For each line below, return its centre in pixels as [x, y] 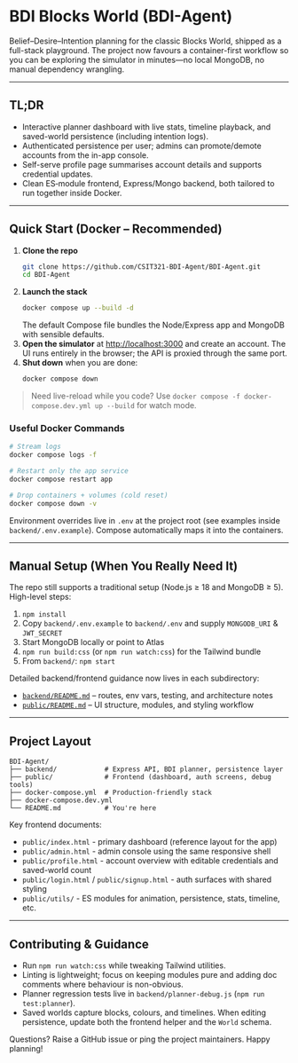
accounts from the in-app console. [85, 155]
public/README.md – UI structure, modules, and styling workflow [138, 705]
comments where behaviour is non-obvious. [102, 984]
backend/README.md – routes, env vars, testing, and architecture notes [147, 696]
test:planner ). [48, 1004]
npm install [44, 615]
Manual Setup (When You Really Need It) [124, 566]
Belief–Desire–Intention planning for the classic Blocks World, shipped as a [145, 41]
